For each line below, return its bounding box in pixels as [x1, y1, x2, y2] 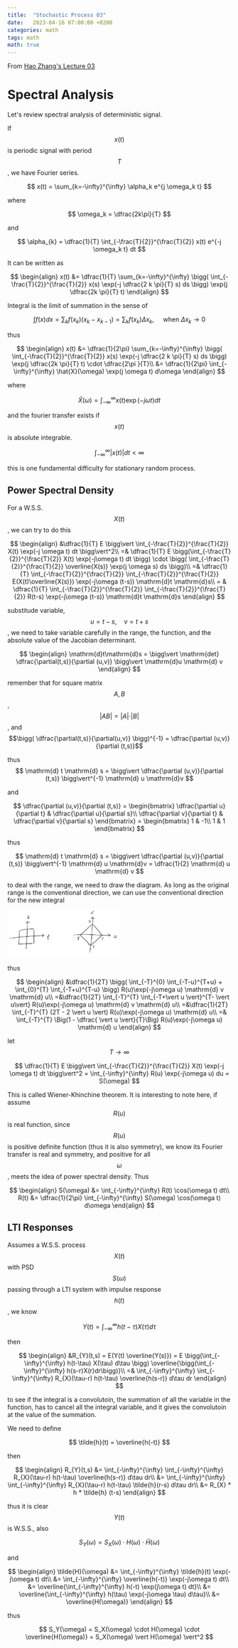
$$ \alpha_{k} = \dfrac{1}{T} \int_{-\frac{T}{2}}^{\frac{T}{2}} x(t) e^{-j [17, 237, 222, 246]
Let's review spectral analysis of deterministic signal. [7, 110, 163, 119]
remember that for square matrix [7, 678, 103, 687]
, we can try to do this [7, 525, 71, 534]
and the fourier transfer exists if [7, 411, 100, 419]
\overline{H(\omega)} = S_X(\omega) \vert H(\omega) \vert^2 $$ [25, 1632, 214, 1641]
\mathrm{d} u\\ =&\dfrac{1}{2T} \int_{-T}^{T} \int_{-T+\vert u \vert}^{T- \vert [9, 992, 229, 1001]
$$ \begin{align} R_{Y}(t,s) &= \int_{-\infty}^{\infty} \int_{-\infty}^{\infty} [15, 1465, 224, 1474]
